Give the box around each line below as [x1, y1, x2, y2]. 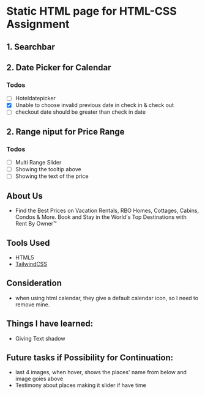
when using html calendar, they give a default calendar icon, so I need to [15, 294, 199, 301]
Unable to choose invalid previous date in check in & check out [15, 102, 174, 109]
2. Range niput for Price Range [6, 127, 125, 137]
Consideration [6, 278, 62, 289]
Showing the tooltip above [15, 166, 81, 173]
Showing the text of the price [15, 172, 89, 180]
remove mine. [15, 301, 50, 308]
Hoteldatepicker [15, 95, 56, 102]
